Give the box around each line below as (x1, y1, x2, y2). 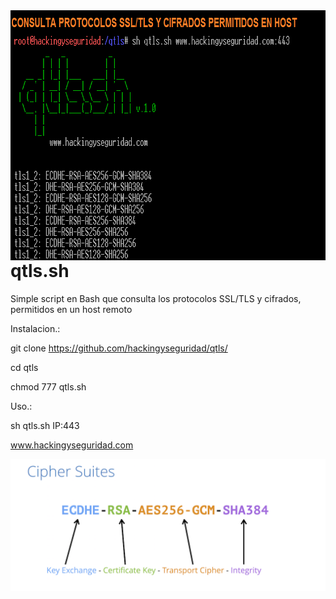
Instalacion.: (10, 322, 61, 334)
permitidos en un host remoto (10, 303, 133, 315)
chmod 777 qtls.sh (10, 380, 87, 393)
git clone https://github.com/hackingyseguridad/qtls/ (10, 342, 228, 354)
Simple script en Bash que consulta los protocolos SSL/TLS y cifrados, (10, 292, 302, 304)
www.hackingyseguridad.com (10, 439, 134, 451)
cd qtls (10, 361, 39, 373)
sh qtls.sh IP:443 (10, 419, 80, 431)
